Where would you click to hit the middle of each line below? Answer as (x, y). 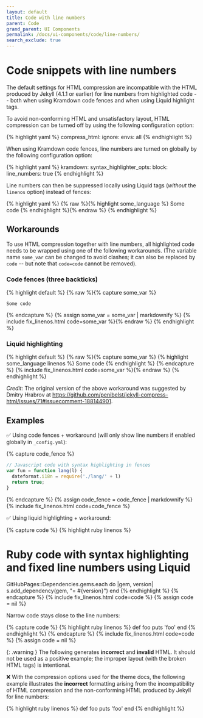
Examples (25, 421)
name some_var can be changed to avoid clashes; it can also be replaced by (101, 257)
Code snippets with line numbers (91, 70)
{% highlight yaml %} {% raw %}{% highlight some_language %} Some (95, 203)
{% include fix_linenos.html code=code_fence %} (68, 506)
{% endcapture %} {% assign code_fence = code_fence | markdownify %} (100, 499)
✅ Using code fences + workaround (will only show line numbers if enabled (101, 435)
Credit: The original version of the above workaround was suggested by (96, 389)
